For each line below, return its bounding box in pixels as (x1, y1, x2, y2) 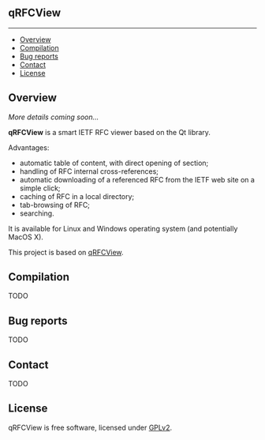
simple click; (19, 183, 61, 193)
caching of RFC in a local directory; (19, 191, 135, 201)
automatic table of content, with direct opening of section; (19, 158, 209, 167)
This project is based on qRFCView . (8, 247, 124, 257)
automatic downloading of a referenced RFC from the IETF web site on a (19, 175, 255, 184)
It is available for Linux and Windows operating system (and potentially (8, 224, 238, 233)
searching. (19, 209, 54, 218)
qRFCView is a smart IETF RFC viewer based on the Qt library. (8, 127, 211, 137)
